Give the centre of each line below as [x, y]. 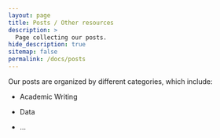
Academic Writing [48, 96]
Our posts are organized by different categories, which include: [111, 81]
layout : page [29, 15]
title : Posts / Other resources [61, 23]
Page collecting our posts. [61, 37]
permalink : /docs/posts [47, 60]
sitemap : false [33, 52]
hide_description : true [47, 45]
